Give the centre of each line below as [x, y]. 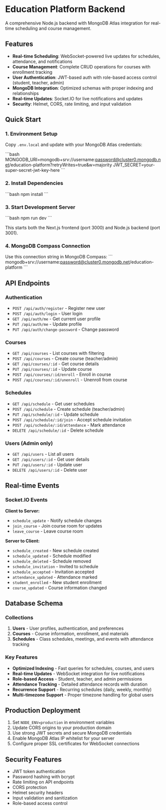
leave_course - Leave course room [48, 531]
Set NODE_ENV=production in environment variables [63, 723]
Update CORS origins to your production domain [62, 728]
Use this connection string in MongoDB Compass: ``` [59, 257]
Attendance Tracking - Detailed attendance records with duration [80, 684]
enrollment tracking [32, 72]
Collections [19, 617]
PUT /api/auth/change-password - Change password [66, 330]
